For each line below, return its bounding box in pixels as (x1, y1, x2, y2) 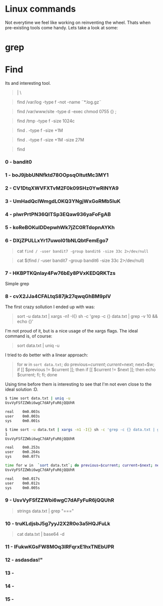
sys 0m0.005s (5, 485, 40, 490)
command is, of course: (5, 333, 52, 339)
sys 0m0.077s (5, 454, 40, 459)
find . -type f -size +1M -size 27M (16, 137, 84, 143)
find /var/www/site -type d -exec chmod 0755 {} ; (16, 109, 116, 115)
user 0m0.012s (5, 481, 40, 486)
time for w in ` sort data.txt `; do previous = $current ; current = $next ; (5, 463, 153, 468)
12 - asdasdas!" (5, 556, 43, 563)
